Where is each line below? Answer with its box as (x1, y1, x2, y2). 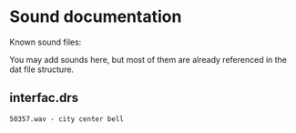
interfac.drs (9, 90, 79, 106)
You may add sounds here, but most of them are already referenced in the (9, 54, 288, 65)
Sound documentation (9, 6, 182, 27)
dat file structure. (9, 64, 75, 75)
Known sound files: (9, 36, 82, 47)
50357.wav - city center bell (9, 114, 125, 124)
